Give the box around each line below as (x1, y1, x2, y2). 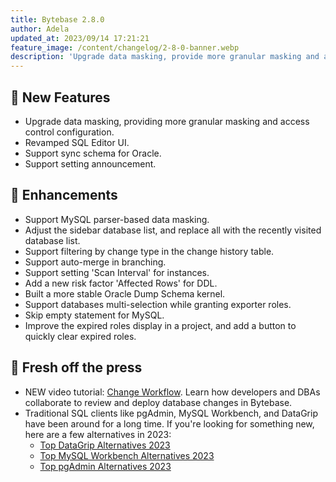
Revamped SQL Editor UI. (24, 136, 130, 148)
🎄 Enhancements (10, 187, 118, 204)
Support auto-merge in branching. (24, 256, 167, 268)
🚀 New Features (10, 89, 111, 106)
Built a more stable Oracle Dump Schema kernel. (24, 287, 226, 300)
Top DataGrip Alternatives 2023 (39, 439, 171, 451)
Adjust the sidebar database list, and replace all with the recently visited (24, 224, 322, 236)
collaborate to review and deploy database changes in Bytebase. (24, 396, 293, 408)
